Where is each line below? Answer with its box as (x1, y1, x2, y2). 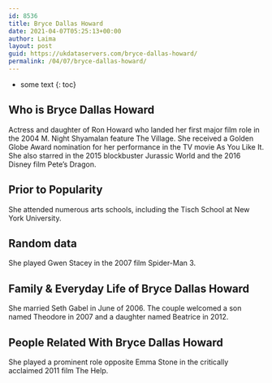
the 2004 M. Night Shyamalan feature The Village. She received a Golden (8, 133, 254, 143)
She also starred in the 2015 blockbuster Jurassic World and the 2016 (8, 150, 241, 160)
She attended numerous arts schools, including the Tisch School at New (8, 204, 250, 214)
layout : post (8, 42, 53, 50)
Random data (8, 237, 77, 250)
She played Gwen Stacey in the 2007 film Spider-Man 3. (8, 258, 196, 268)
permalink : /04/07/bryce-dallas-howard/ (8, 58, 148, 66)
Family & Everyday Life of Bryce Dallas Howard (8, 281, 250, 295)
